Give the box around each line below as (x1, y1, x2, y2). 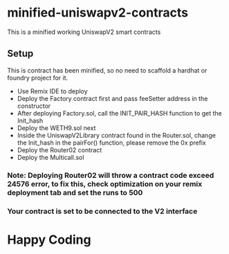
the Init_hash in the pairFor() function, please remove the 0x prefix (17, 138, 206, 147)
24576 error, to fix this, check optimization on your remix (7, 179, 203, 188)
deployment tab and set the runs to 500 (7, 188, 143, 197)
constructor (17, 102, 51, 110)
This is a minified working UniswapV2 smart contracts (7, 28, 161, 36)
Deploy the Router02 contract (17, 145, 102, 154)
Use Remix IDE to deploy (17, 87, 88, 95)
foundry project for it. (7, 73, 68, 82)
